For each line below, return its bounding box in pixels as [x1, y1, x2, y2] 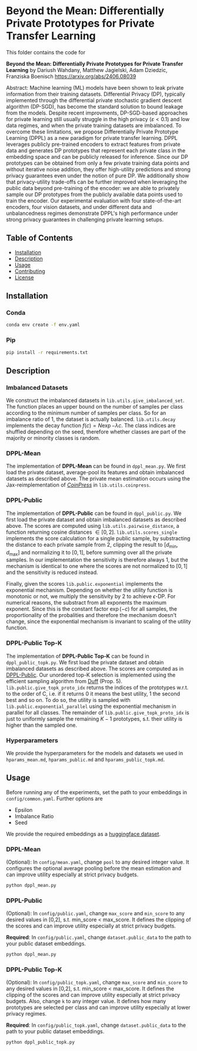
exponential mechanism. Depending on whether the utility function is [6, 586, 173, 594]
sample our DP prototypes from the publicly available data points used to [6, 191, 183, 198]
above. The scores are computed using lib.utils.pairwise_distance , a [6, 522, 179, 529]
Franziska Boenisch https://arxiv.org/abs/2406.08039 [6, 73, 136, 80]
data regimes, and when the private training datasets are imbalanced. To [6, 122, 182, 129]
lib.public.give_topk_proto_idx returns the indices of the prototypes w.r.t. [6, 684, 189, 691]
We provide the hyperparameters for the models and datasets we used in [6, 749, 183, 756]
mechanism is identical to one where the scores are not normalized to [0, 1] [6, 563, 188, 570]
